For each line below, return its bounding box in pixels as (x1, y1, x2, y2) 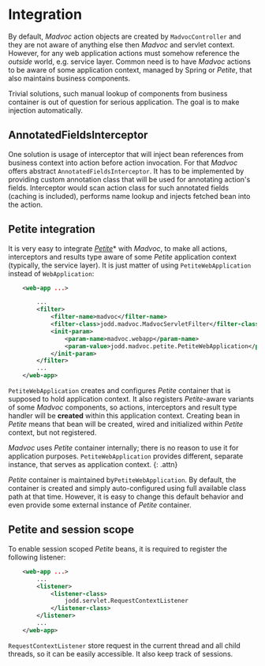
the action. (8, 200, 43, 209)
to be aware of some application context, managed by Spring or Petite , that (8, 65, 252, 74)
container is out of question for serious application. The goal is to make (8, 97, 240, 107)
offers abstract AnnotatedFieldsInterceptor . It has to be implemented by (8, 166, 244, 175)
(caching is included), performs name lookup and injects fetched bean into (8, 191, 251, 200)
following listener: (8, 552, 66, 562)
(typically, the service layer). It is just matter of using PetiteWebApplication (8, 260, 252, 270)
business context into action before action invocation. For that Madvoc (8, 158, 238, 167)
